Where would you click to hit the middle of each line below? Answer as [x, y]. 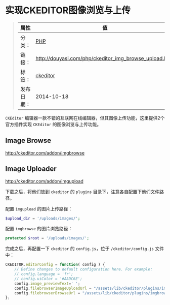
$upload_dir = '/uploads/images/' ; [43, 218]
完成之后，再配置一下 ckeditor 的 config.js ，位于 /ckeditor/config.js [80, 249]
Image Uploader [31, 169]
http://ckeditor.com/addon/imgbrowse [45, 152]
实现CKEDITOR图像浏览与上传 [68, 10]
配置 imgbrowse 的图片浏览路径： [39, 229]
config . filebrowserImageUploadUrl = [53, 288]
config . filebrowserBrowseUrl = [47, 293]
